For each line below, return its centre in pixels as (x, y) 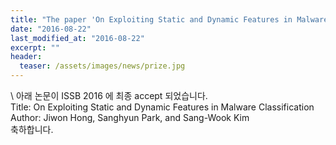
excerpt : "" (35, 47)
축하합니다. (32, 129)
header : (26, 57)
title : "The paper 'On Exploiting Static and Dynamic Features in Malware (169, 19)
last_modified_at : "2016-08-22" (77, 38)
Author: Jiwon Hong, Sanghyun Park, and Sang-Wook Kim (130, 117)
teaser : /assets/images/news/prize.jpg (102, 66)
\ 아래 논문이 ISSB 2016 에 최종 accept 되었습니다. (109, 95)
